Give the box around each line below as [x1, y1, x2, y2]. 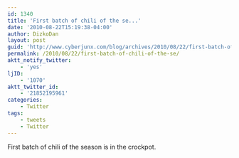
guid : [7, 43, 23, 51]
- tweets [20, 116, 46, 123]
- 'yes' [20, 63, 43, 70]
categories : [7, 97, 43, 104]
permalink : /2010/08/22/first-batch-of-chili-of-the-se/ [7, 51, 180, 58]
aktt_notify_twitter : [7, 57, 72, 64]
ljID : [7, 70, 23, 77]
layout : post [7, 37, 46, 44]
